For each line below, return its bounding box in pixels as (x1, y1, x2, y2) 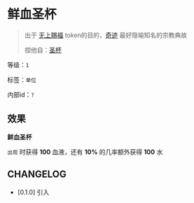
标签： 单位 (7, 75, 36, 84)
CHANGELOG (7, 169, 67, 181)
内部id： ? (7, 90, 35, 99)
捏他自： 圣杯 (24, 45, 62, 54)
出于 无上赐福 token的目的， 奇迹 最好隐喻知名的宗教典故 (24, 31, 188, 39)
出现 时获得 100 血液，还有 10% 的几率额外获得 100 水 (7, 148, 163, 156)
